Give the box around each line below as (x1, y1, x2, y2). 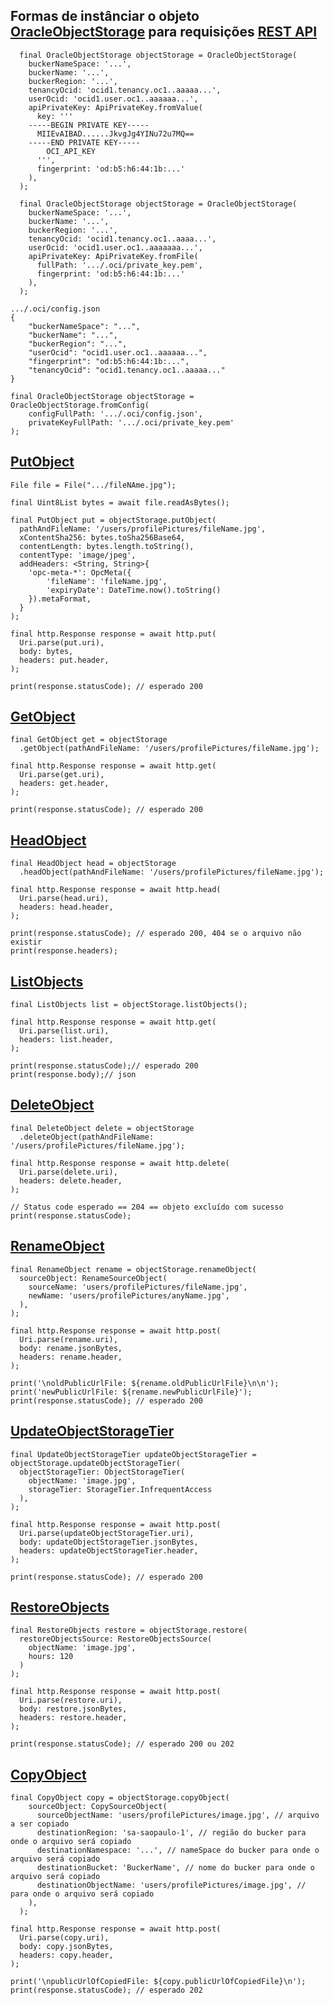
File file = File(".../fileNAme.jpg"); (10, 480, 177, 490)
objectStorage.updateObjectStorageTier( (10, 1458, 182, 1468)
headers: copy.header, (19, 1950, 114, 1961)
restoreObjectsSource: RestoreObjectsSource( (19, 1634, 213, 1644)
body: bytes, (19, 646, 74, 656)
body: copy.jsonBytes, (19, 1942, 114, 1952)
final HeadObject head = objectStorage (10, 859, 177, 869)
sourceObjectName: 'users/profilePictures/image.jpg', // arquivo (36, 1810, 320, 1821)
